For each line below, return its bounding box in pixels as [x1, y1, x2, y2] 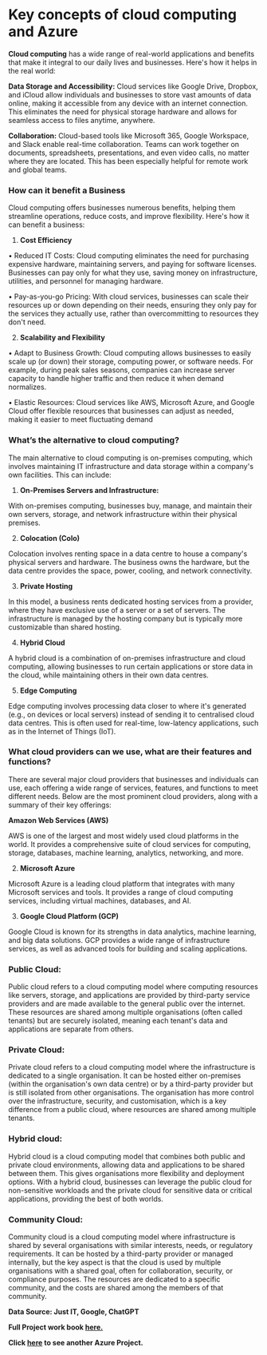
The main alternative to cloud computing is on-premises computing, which [8, 453, 253, 463]
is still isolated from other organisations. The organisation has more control [8, 1088, 254, 1098]
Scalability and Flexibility [19, 333, 105, 343]
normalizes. [8, 382, 47, 392]
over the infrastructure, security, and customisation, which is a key [8, 1096, 227, 1106]
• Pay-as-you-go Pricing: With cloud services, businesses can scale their [8, 292, 249, 301]
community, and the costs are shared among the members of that [8, 1283, 224, 1293]
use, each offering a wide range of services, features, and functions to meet [8, 783, 259, 793]
